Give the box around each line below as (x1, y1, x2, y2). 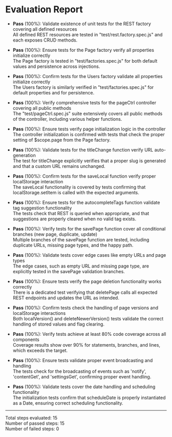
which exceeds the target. (12, 347, 68, 353)
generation (12, 152, 36, 158)
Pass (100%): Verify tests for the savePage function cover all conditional (12, 225, 166, 232)
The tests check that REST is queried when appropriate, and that (12, 210, 149, 216)
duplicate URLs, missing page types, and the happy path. (12, 242, 134, 248)
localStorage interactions (12, 310, 66, 316)
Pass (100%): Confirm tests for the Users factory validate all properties (12, 73, 163, 79)
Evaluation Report (5, 4, 83, 15)
